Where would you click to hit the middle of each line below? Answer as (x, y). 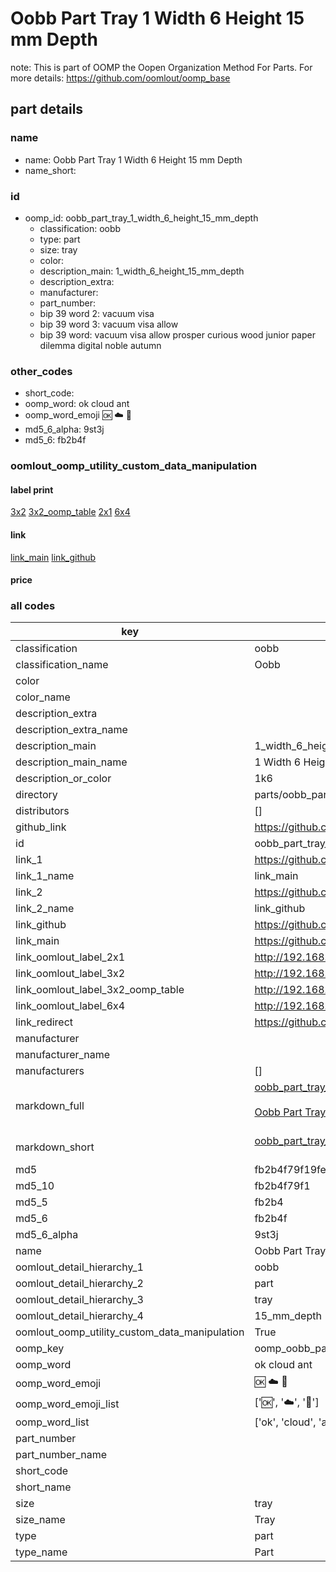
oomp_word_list (52, 1422)
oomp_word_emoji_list (67, 1404)
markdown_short (55, 1147)
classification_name (62, 665)
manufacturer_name (63, 1055)
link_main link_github (53, 557)
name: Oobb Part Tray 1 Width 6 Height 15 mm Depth (133, 159)
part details (47, 109)
